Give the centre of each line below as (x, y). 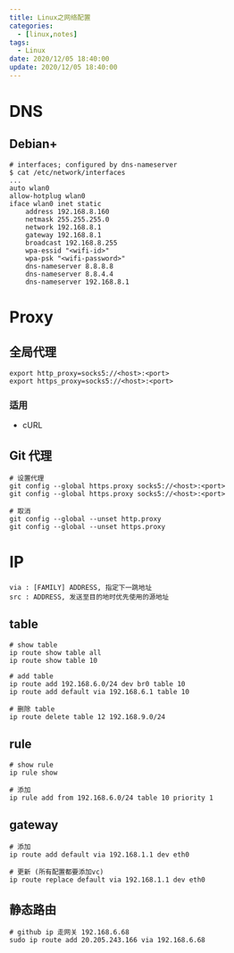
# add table (31, 676)
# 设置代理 (27, 478)
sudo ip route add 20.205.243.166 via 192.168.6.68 (107, 941)
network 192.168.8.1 (63, 227)
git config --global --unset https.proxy (88, 526)
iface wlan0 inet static (55, 203)
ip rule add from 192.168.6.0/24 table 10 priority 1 (112, 798)
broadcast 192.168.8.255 (71, 243)
